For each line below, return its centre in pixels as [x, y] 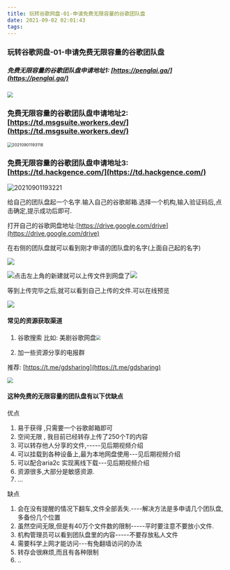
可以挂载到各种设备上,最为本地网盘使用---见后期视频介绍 [99, 453]
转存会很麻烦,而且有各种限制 [58, 552]
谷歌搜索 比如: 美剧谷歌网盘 [56, 337]
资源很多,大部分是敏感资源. [56, 471]
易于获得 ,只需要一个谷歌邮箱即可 [65, 428]
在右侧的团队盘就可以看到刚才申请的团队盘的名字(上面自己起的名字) [104, 248]
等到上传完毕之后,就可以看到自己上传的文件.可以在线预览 [89, 290]
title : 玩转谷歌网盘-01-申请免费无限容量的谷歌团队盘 [76, 14]
